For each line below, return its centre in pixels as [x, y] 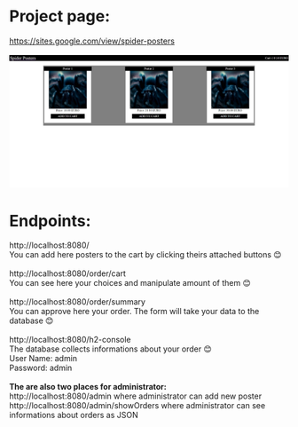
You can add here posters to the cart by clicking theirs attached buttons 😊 [145, 255]
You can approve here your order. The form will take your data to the [134, 312]
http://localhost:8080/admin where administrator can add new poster [136, 396]
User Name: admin [43, 359]
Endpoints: [50, 221]
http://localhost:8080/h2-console [70, 340]
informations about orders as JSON [74, 415]
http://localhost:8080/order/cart [68, 273]
